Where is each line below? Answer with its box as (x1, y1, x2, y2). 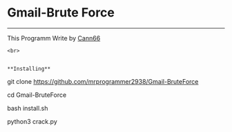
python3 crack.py (7, 117, 57, 125)
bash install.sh (7, 104, 48, 112)
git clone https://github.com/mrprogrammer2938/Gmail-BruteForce (7, 77, 199, 85)
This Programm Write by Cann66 (7, 34, 101, 42)
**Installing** (7, 65, 51, 72)
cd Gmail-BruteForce (7, 91, 67, 99)
